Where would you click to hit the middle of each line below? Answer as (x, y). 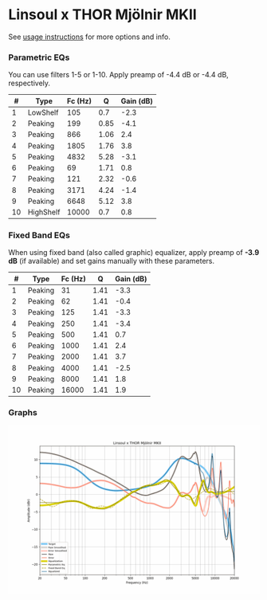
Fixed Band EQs (39, 235)
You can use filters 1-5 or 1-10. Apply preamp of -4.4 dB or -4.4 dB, (118, 75)
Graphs (23, 413)
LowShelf (43, 112)
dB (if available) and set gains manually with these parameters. (112, 261)
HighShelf (44, 212)
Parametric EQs (39, 57)
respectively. (29, 83)
